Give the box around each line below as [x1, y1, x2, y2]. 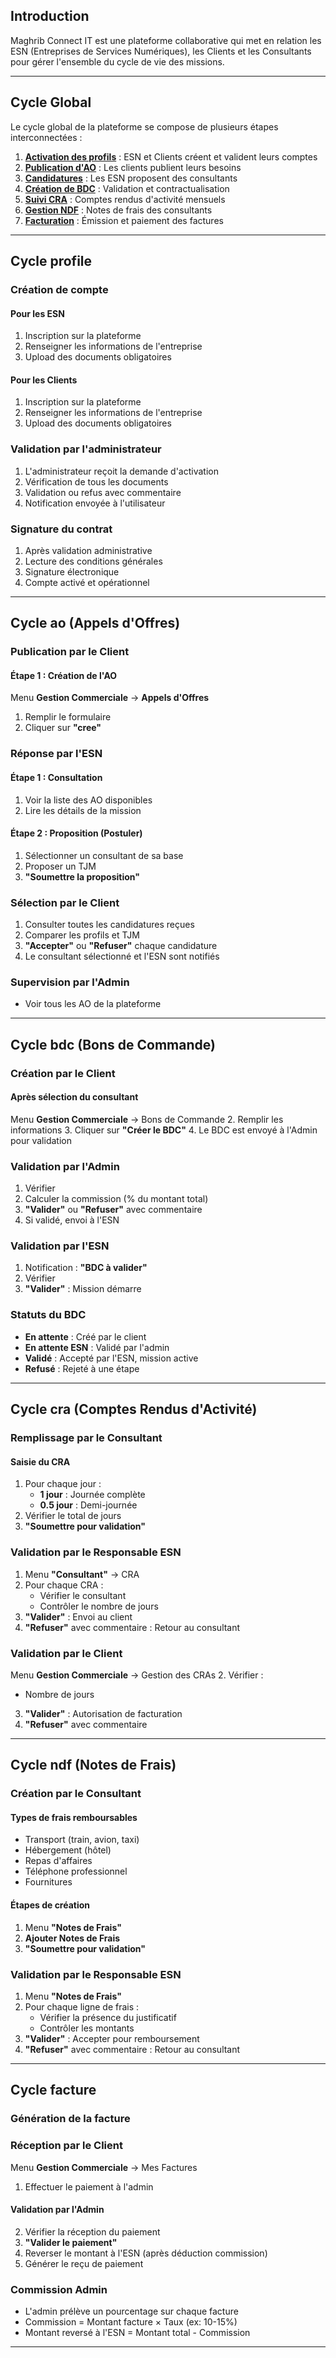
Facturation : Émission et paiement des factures [24, 214, 224, 226]
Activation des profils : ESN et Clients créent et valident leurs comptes [24, 150, 318, 163]
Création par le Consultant [10, 1787, 142, 1801]
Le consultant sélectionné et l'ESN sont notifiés [24, 950, 220, 963]
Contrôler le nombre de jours [39, 1600, 159, 1612]
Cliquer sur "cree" [24, 722, 102, 734]
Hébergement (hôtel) [24, 1844, 112, 1856]
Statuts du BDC [10, 1308, 87, 1322]
